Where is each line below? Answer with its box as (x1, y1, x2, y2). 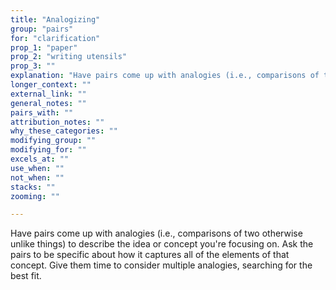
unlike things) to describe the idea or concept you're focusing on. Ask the (10, 238, 314, 250)
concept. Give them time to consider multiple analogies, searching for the (10, 259, 313, 271)
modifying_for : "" (10, 145, 87, 155)
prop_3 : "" (10, 61, 56, 71)
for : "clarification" (10, 33, 101, 43)
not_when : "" (10, 172, 65, 183)
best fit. (10, 270, 42, 282)
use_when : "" (10, 163, 65, 173)
